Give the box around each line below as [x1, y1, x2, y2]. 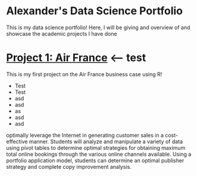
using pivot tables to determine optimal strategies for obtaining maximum [6, 144, 186, 151]
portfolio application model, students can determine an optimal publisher [6, 156, 185, 164]
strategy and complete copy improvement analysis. [6, 163, 132, 170]
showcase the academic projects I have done [6, 30, 117, 37]
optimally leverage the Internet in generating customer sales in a [6, 131, 164, 139]
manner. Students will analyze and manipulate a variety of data [29, 138, 183, 145]
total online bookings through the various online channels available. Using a [6, 150, 192, 158]
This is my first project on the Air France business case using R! [6, 70, 162, 78]
